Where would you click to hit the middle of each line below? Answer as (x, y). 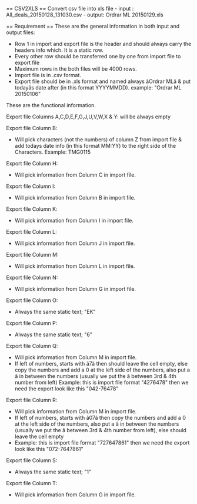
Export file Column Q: (32, 346)
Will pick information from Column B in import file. (75, 198)
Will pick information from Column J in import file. (75, 243)
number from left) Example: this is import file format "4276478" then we (101, 382)
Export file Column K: (32, 209)
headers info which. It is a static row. (59, 50)
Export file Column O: (32, 300)
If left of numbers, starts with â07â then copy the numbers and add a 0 (100, 418)
